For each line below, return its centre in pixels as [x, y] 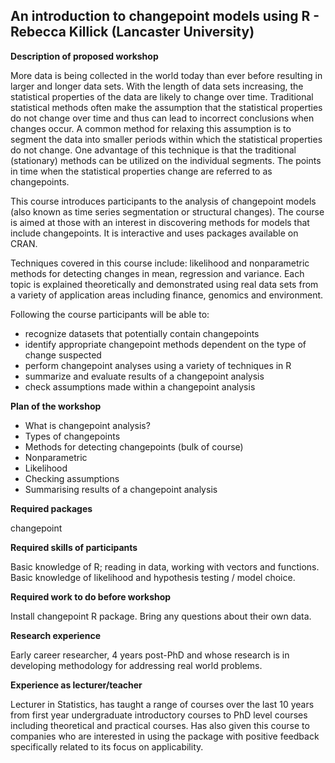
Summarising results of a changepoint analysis [121, 489]
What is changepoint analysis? [87, 425]
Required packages [51, 508]
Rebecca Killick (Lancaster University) [132, 32]
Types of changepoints [72, 436]
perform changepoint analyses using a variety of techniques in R [158, 365]
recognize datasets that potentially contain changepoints [142, 333]
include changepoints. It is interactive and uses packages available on [154, 233]
